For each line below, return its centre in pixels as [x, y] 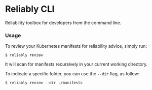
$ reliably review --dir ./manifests [44, 83]
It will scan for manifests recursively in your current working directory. [76, 64]
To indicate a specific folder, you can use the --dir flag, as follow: [72, 74]
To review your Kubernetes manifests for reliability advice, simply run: [76, 46]
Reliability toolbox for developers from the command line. [63, 23]
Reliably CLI [30, 9]
